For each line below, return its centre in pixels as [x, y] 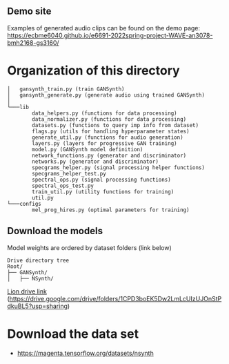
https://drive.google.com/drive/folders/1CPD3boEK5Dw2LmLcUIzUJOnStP [116, 298]
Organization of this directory [94, 70]
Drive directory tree [38, 260]
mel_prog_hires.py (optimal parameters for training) [111, 210]
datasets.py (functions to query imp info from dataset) [115, 125]
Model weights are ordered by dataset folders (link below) [89, 247]
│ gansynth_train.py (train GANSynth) [66, 89]
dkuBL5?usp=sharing [37, 306]
